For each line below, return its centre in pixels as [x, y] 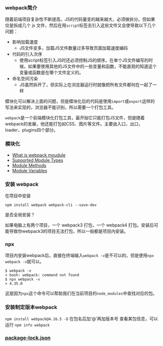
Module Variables [30, 170]
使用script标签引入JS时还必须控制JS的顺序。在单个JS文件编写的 [84, 60]
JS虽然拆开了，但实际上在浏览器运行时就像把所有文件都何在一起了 [86, 85]
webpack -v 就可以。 [25, 262]
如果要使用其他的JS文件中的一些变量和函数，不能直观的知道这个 [92, 67]
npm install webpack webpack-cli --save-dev [51, 205]
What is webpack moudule [39, 155]
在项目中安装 [18, 196]
